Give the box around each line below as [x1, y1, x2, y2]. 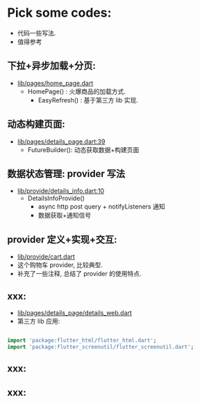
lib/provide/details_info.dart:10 [17, 187, 105, 195]
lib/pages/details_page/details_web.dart [17, 309, 132, 317]
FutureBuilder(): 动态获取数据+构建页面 [27, 145, 140, 154]
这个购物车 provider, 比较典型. [17, 261, 103, 269]
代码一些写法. [17, 29, 56, 37]
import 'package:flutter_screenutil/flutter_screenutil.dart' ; [7, 343, 194, 350]
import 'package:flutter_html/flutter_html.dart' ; [7, 337, 157, 344]
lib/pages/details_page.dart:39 [17, 137, 106, 146]
